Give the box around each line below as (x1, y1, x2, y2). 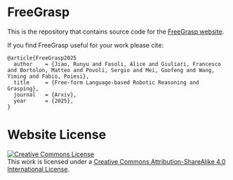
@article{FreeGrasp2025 (7, 54, 77, 62)
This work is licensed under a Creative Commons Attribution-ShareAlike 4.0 (7, 157, 226, 165)
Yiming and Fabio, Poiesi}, (7, 73, 90, 80)
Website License (7, 127, 107, 143)
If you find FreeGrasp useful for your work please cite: (7, 41, 164, 49)
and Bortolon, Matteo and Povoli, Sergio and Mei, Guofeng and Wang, (7, 67, 215, 74)
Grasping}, (7, 85, 39, 92)
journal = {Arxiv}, (13, 91, 77, 98)
